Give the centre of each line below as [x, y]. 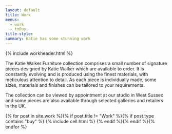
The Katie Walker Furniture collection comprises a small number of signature [86, 63]
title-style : [19, 34]
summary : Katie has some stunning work [48, 39]
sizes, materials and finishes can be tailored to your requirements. [75, 85]
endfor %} [16, 127]
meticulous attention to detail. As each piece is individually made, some [81, 80]
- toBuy [18, 29]
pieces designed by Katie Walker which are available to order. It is [75, 69]
